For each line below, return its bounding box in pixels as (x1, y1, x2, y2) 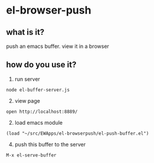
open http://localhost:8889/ (6, 109, 78, 115)
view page (14, 97, 40, 104)
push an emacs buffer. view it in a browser (6, 43, 109, 50)
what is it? (6, 27, 45, 37)
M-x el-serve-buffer (6, 152, 57, 158)
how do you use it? (6, 60, 77, 70)
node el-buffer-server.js (6, 87, 70, 93)
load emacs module (14, 119, 63, 126)
